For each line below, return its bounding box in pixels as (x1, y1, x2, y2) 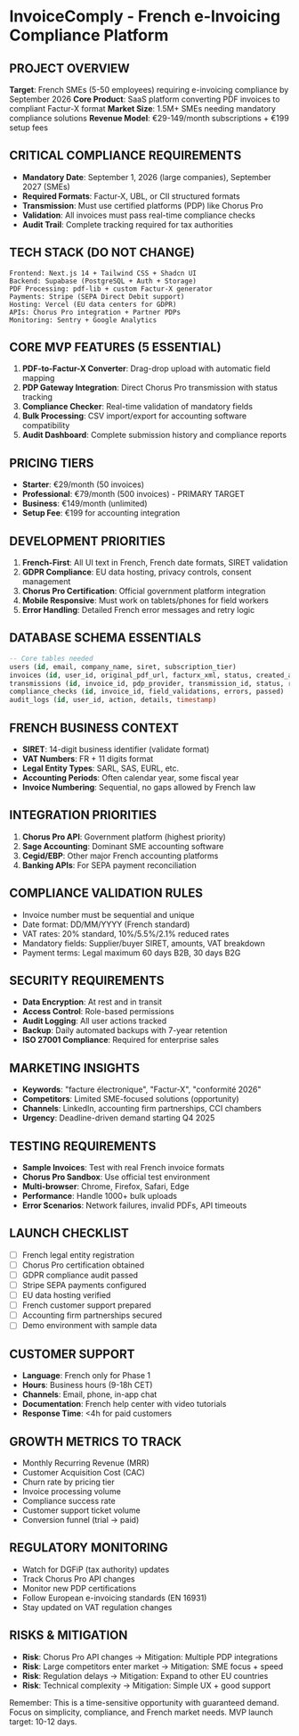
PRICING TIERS (9, 455, 94, 470)
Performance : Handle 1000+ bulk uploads (21, 1191, 178, 1201)
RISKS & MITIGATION (9, 1628, 128, 1643)
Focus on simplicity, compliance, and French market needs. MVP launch (9, 1707, 274, 1717)
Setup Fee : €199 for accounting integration (21, 508, 181, 518)
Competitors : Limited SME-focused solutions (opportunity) (21, 1094, 239, 1104)
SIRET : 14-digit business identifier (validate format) (21, 743, 210, 755)
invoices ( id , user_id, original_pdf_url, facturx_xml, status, (9, 671, 253, 680)
